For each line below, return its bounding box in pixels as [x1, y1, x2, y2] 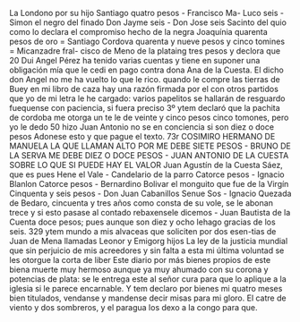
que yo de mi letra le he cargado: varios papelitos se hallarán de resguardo [9, 93, 286, 104]
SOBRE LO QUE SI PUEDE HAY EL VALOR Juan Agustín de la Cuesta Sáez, [9, 160, 284, 170]
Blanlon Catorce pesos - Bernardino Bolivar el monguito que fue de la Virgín [9, 179, 289, 189]
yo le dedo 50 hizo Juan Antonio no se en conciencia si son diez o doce [9, 122, 275, 132]
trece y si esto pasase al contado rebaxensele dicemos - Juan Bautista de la [9, 208, 291, 217]
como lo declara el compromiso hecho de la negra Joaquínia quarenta [9, 27, 269, 37]
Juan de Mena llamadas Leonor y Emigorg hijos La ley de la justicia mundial [9, 236, 288, 246]
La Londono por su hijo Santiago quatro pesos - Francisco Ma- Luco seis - [9, 8, 285, 18]
